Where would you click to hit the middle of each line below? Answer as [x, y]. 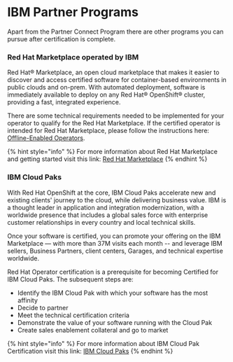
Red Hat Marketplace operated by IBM [73, 57]
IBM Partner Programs [73, 12]
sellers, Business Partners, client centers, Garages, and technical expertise [115, 251]
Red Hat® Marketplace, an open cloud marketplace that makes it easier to [113, 72]
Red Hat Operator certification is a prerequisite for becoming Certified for [113, 272]
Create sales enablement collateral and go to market [93, 330]
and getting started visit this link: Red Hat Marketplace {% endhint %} [107, 159]
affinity [28, 300]
